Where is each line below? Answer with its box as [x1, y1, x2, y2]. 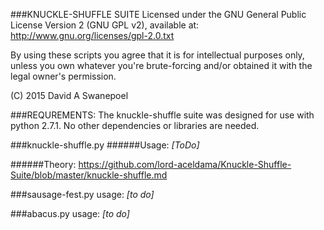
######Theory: [10, 159, 77, 170]
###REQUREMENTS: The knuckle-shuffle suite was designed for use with [10, 109, 315, 121]
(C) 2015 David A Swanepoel [10, 90, 129, 101]
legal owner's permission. [10, 70, 117, 82]
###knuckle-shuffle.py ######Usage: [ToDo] [10, 139, 200, 151]
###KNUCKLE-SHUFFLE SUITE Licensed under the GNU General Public [10, 9, 307, 20]
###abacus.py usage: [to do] [10, 208, 130, 219]
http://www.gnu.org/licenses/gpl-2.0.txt [10, 30, 175, 41]
